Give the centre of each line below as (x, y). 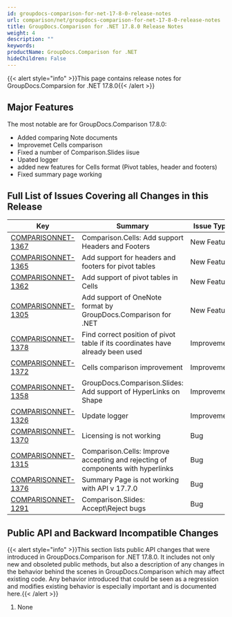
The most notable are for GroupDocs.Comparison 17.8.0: (87, 124)
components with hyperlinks (128, 469)
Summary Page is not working (130, 480)
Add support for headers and (129, 258)
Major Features (40, 108)
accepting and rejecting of (125, 460)
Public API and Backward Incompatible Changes (113, 533)
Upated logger (38, 159)
